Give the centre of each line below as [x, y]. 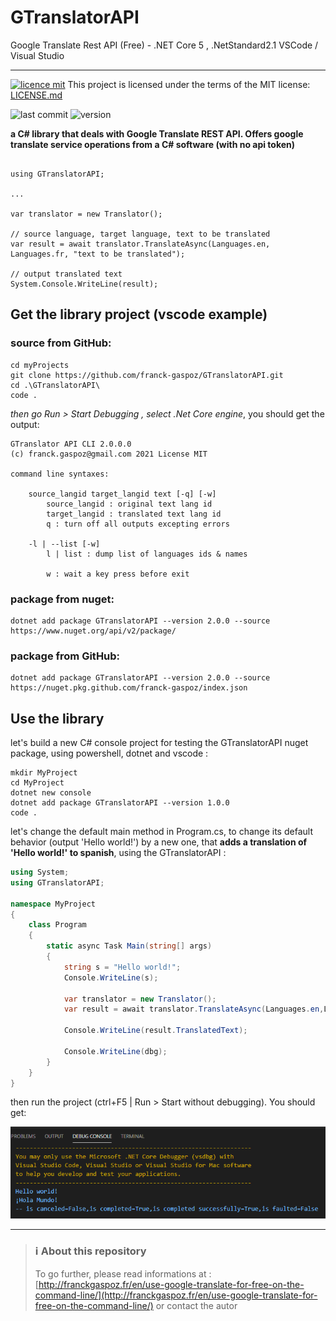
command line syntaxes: [60, 474]
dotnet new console [51, 793]
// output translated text [66, 274]
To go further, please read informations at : [123, 1273]
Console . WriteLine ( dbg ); [115, 1051]
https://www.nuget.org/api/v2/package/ [93, 631]
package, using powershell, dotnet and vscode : [109, 753]
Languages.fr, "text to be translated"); [98, 254]
